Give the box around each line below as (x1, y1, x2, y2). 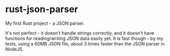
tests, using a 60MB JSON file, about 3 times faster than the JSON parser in (5, 40, 165, 46)
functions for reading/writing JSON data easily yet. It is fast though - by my (5, 35, 163, 41)
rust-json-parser (5, 4, 78, 15)
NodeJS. (5, 46, 24, 52)
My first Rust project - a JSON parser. (5, 20, 85, 26)
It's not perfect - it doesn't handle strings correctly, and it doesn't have (5, 30, 155, 36)
